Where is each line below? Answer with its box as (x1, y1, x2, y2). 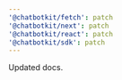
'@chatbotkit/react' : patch (8, 29, 114, 38)
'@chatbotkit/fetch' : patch (8, 12, 114, 22)
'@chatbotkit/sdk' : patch (8, 37, 105, 47)
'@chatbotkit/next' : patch (8, 21, 109, 30)
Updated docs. (8, 62, 64, 73)
